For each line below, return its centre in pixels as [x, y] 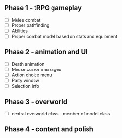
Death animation [28, 64]
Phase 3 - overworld [36, 102]
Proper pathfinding [30, 25]
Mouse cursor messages [36, 69]
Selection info [25, 86]
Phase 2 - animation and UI [46, 52]
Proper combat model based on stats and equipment [64, 36]
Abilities [19, 31]
